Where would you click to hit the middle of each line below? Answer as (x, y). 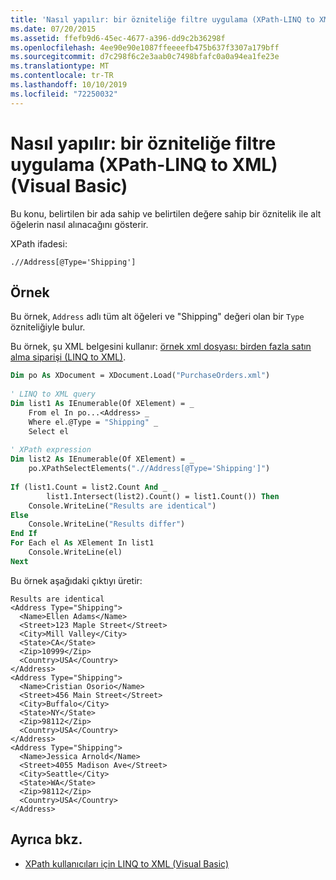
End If (24, 534)
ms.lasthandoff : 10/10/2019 (69, 85)
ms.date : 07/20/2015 (53, 29)
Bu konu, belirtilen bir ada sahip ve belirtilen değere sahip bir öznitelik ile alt (166, 213)
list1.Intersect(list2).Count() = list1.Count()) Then (163, 496)
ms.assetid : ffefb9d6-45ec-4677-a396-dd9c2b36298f (118, 38)
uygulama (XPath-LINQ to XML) (144, 164)
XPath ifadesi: (39, 243)
